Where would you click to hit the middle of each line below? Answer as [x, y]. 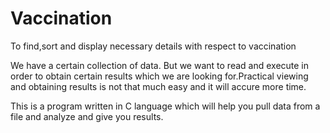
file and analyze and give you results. [87, 116]
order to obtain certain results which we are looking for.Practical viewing [159, 76]
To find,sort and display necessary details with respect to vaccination [153, 46]
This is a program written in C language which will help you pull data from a [165, 106]
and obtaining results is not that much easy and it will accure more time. [158, 86]
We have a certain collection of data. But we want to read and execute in [160, 65]
